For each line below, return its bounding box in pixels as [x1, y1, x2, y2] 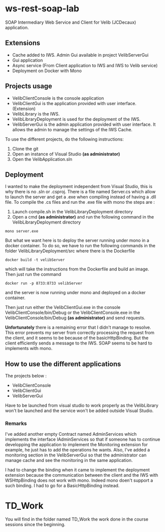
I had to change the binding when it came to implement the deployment [5, 467, 150, 473]
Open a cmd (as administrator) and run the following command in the [12, 214, 154, 220]
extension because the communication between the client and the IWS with [5, 472, 159, 478]
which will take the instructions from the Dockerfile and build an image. [5, 266, 149, 272]
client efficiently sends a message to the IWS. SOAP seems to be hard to [5, 340, 153, 346]
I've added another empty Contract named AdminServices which [5, 431, 137, 437]
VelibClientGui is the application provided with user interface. [12, 100, 137, 106]
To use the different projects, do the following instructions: [5, 136, 124, 142]
